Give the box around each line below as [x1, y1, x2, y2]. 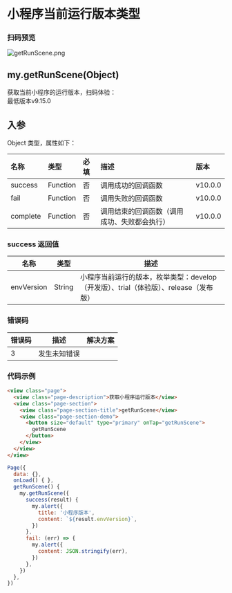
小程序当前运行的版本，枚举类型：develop [80, 273, 217, 282]
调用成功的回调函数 [99, 181, 163, 190]
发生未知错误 [38, 349, 81, 358]
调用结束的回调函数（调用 [99, 207, 184, 217]
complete [10, 212, 41, 221]
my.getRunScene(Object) [7, 69, 119, 80]
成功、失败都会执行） [99, 217, 170, 227]
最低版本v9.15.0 [7, 97, 52, 105]
